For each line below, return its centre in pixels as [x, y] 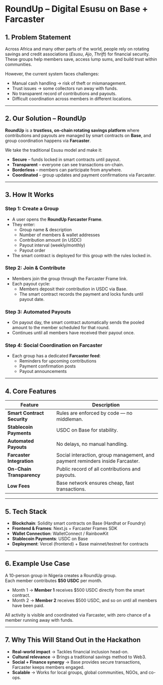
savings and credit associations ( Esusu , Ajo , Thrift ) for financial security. [77, 54]
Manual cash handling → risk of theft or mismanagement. [69, 83]
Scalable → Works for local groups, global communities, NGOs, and [80, 672]
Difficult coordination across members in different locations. [72, 99]
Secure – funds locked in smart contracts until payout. [66, 159]
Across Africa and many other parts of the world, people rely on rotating [77, 49]
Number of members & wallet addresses [60, 235]
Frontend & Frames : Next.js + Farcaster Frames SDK [65, 528]
